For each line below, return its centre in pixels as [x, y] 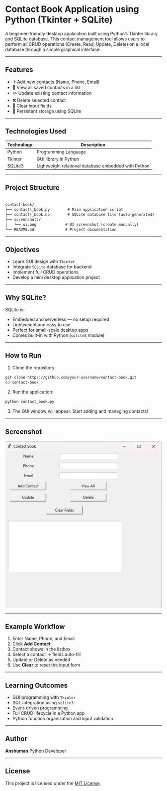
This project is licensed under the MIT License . [53, 783]
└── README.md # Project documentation [61, 230]
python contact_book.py [30, 402]
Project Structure [32, 188]
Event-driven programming [40, 708]
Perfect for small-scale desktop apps [50, 330]
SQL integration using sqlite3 [43, 702]
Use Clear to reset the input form [46, 665]
